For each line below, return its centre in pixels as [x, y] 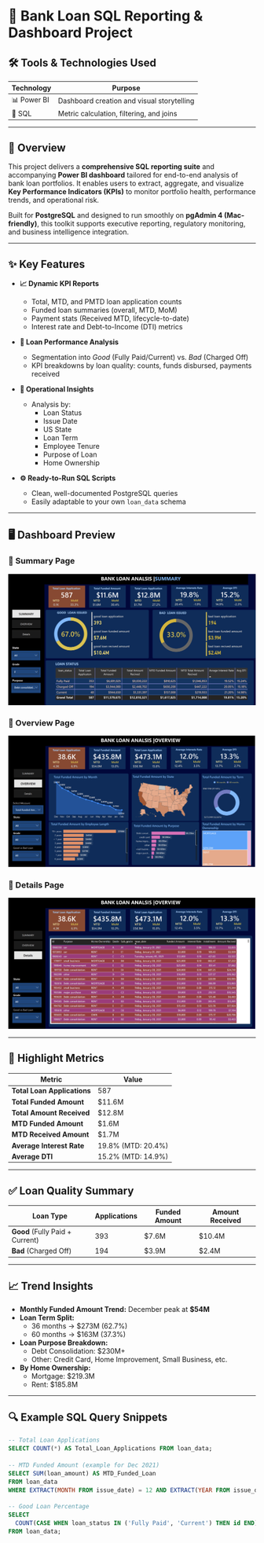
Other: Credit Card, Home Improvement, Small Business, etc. [129, 1359]
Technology [31, 88]
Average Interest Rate [48, 1145]
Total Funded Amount [48, 1102]
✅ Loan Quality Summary [71, 1190]
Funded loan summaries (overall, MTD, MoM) [104, 310]
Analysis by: [51, 405]
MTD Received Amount [50, 1134]
